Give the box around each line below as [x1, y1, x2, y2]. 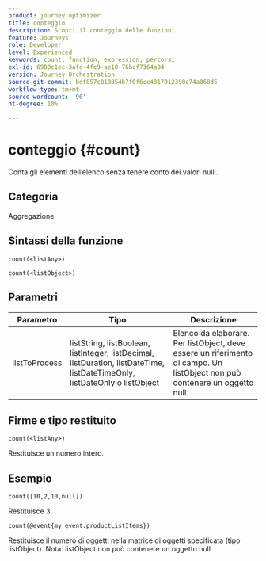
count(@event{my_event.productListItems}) [8, 522, 150, 530]
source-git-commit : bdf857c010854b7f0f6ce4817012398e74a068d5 [8, 78, 218, 86]
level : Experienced [8, 48, 73, 56]
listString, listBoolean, [70, 338, 150, 349]
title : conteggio [8, 19, 66, 27]
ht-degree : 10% [8, 100, 59, 108]
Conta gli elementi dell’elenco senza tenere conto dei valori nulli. [8, 167, 218, 177]
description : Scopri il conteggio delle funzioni [8, 26, 176, 34]
